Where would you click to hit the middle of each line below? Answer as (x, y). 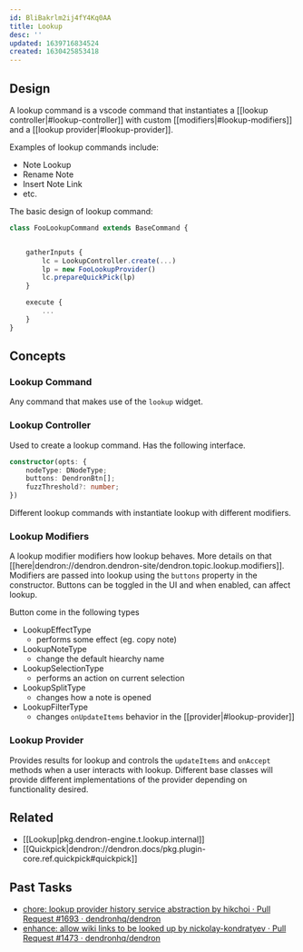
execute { (44, 302)
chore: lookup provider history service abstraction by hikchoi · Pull (147, 909)
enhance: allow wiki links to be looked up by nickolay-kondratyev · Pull (154, 928)
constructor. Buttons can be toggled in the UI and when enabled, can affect (150, 585)
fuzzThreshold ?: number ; (73, 487)
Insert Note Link (53, 183)
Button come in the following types (74, 612)
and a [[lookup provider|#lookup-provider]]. (92, 129)
